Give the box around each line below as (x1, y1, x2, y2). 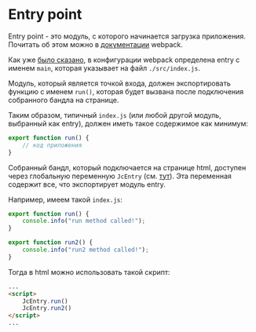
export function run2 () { (8, 239, 93, 246)
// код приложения (22, 141, 82, 149)
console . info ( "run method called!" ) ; (22, 217, 146, 225)
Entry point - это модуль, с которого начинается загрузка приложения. (8, 31, 246, 41)
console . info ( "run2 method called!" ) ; (22, 246, 149, 254)
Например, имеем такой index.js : (8, 195, 123, 204)
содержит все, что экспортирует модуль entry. (8, 179, 166, 189)
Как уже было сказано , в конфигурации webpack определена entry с (8, 55, 240, 64)
